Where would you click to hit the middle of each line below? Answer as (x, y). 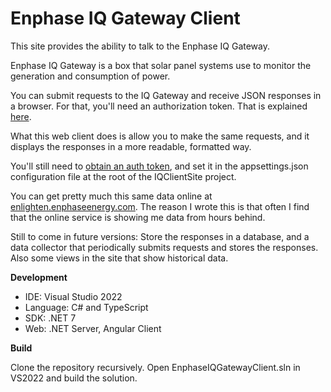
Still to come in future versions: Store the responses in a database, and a (160, 236)
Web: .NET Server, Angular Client (93, 328)
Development (39, 277)
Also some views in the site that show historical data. (119, 258)
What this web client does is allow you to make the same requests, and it (160, 136)
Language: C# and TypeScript (86, 307)
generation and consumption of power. (90, 76)
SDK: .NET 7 (50, 318)
